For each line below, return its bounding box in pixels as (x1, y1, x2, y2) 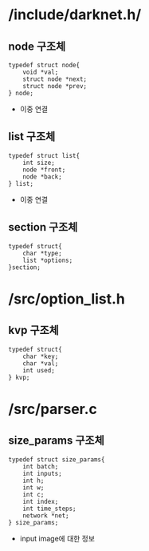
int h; (22, 477, 45, 485)
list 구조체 (8, 130, 56, 143)
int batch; (22, 462, 59, 470)
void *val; (22, 68, 59, 76)
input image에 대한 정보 (19, 533, 96, 543)
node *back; (22, 172, 62, 181)
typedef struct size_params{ (8, 455, 105, 464)
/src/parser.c (8, 400, 98, 418)
